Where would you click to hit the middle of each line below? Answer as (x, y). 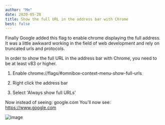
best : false (17, 24)
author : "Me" (19, 10)
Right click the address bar (40, 83)
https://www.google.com (31, 107)
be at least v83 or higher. (31, 63)
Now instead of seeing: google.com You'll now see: (58, 102)
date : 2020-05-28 (23, 14)
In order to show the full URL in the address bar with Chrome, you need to (81, 58)
